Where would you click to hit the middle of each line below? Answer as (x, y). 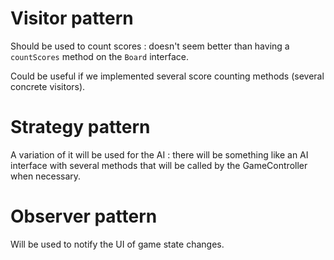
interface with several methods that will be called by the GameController (159, 165)
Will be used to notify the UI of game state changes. (117, 244)
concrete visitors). (48, 86)
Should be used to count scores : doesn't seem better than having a (150, 46)
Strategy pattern (80, 127)
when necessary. (46, 176)
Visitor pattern (72, 18)
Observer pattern (84, 216)
